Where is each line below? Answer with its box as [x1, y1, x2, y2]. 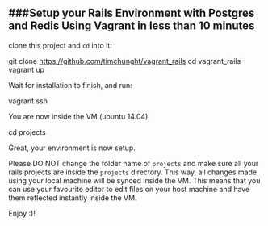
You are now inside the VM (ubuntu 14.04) [8, 111, 149, 121]
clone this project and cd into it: [8, 40, 113, 50]
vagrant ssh [8, 96, 48, 106]
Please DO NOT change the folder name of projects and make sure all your [8, 158, 259, 168]
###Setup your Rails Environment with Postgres [8, 6, 255, 20]
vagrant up [8, 65, 45, 74]
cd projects [8, 127, 46, 136]
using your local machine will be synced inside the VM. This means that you [8, 175, 261, 185]
